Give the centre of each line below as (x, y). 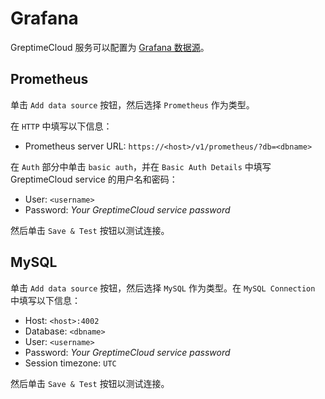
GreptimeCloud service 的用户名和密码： (94, 179)
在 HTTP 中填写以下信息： (61, 126)
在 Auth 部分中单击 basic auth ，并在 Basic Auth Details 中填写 (141, 166)
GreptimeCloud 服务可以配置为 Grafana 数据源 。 (110, 47)
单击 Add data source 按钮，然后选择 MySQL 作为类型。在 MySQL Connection (163, 288)
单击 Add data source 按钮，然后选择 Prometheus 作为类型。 (132, 104)
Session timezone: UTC (70, 363)
